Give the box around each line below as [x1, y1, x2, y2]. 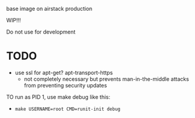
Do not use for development [6, 28, 76, 35]
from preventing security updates [23, 81, 107, 89]
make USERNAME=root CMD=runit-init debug [14, 106, 120, 112]
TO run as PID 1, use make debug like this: [6, 93, 111, 101]
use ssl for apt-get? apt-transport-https [14, 69, 113, 76]
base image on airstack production [6, 5, 93, 12]
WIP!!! [6, 17, 21, 23]
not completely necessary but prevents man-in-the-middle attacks [23, 75, 190, 83]
